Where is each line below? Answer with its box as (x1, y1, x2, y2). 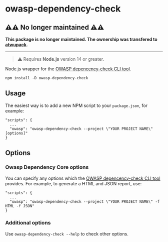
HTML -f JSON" (5, 203, 35, 208)
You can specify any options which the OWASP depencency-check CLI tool (5, 175, 161, 181)
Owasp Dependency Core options (5, 164, 89, 171)
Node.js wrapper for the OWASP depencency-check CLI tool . (5, 66, 131, 72)
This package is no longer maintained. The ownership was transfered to (5, 36, 157, 42)
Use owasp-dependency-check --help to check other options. (5, 230, 128, 236)
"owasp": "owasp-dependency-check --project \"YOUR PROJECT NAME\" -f (9, 199, 160, 204)
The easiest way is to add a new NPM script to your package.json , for (5, 102, 148, 108)
